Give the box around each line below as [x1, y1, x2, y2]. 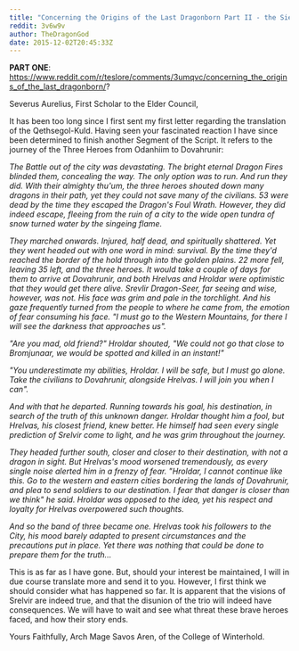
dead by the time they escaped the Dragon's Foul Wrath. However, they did [9, 200, 287, 210]
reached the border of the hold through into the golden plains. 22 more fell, [9, 255, 285, 266]
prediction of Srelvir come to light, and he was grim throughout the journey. [9, 430, 287, 441]
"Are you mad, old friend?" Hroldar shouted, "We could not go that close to [9, 338, 285, 349]
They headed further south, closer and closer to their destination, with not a [9, 447, 288, 457]
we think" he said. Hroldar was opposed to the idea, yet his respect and [9, 494, 273, 505]
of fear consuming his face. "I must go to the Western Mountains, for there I [9, 311, 287, 322]
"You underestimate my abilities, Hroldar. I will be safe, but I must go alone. [9, 365, 286, 375]
